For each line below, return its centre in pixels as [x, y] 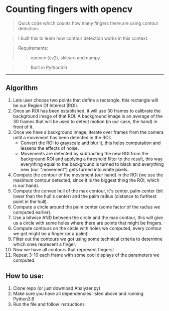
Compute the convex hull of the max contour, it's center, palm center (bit [88, 191]
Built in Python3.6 [49, 67]
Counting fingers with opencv [69, 9]
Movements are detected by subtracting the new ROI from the [84, 153]
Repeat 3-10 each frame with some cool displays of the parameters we [86, 255]
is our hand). [26, 185]
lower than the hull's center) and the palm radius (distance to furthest [85, 196]
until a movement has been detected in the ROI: [62, 137]
